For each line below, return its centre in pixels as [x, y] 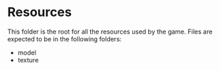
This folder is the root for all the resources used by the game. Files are [110, 31]
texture [28, 59]
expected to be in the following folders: [65, 38]
